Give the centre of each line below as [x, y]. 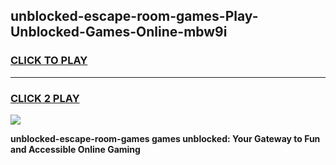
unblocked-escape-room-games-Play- [134, 16]
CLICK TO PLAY [49, 61]
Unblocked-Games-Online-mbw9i [119, 32]
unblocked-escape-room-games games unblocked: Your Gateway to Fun [165, 138]
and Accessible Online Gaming [75, 149]
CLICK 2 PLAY [45, 98]
